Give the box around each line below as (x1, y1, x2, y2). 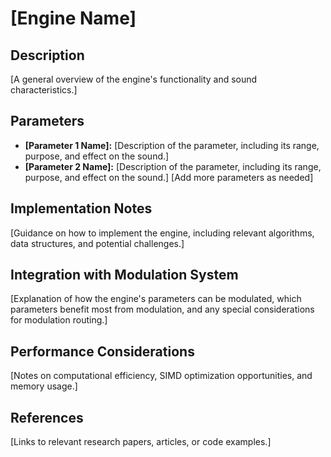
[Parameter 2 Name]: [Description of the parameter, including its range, (24, 160, 322, 172)
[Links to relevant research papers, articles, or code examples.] (10, 436, 272, 448)
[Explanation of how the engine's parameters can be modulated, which (10, 293, 302, 305)
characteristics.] (10, 84, 78, 96)
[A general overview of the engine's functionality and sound (10, 73, 258, 85)
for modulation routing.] (10, 314, 108, 326)
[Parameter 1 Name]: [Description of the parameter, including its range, (24, 139, 320, 151)
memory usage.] (10, 380, 78, 392)
